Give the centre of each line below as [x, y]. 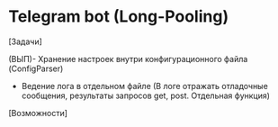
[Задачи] [25, 41]
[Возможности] [38, 113]
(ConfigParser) [36, 68]
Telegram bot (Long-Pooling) [119, 17]
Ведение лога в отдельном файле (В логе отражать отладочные [145, 86]
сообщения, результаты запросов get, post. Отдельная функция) [146, 95]
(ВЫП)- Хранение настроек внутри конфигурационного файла [128, 59]
